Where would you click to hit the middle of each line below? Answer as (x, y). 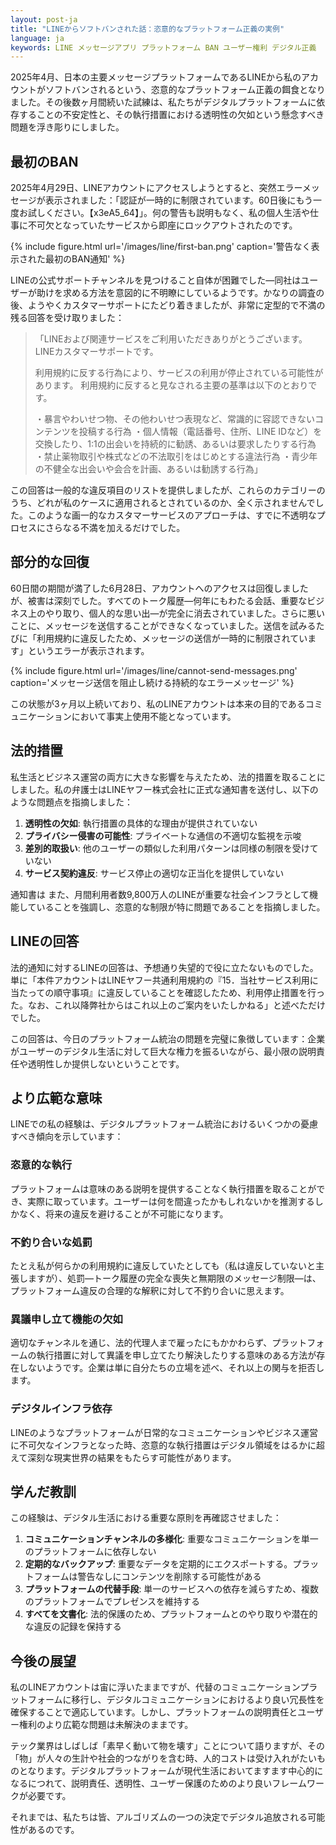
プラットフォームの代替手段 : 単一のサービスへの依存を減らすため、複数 (172, 1589)
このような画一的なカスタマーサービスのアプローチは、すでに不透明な (172, 515)
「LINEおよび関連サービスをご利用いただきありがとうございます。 (171, 339)
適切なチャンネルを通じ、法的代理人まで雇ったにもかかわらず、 (141, 1343)
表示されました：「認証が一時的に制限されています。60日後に (170, 200)
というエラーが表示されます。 (88, 650)
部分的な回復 (50, 562)
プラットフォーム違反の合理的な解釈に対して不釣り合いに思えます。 (150, 1290)
